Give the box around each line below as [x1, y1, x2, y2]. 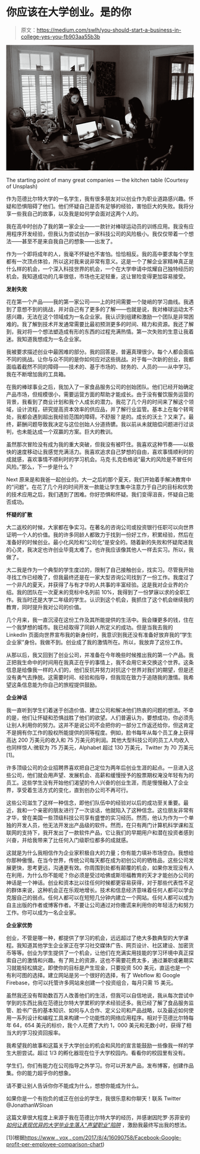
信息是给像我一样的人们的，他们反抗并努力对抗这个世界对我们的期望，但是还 [6, 666, 194, 673]
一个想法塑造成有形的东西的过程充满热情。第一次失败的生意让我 [32, 328, 189, 335]
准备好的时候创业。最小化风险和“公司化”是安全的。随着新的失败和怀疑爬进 [6, 538, 189, 545]
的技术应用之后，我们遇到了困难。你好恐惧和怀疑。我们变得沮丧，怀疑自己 [6, 490, 189, 498]
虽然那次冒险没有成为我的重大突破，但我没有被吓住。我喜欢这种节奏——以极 [6, 440, 194, 448]
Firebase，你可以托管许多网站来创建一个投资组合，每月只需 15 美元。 [6, 979, 177, 986]
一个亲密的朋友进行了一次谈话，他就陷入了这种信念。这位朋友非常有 [26, 806, 194, 814]
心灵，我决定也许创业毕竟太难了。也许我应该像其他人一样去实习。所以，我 [11, 546, 194, 553]
